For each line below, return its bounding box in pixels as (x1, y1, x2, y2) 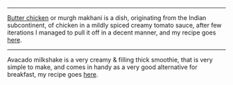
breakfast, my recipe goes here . (7, 70, 98, 78)
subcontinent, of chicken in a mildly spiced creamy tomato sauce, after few (7, 21, 222, 29)
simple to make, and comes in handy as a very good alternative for (7, 63, 198, 71)
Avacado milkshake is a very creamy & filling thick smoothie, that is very (7, 56, 213, 64)
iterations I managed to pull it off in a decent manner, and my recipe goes (7, 28, 216, 37)
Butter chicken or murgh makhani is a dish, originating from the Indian (7, 14, 207, 21)
